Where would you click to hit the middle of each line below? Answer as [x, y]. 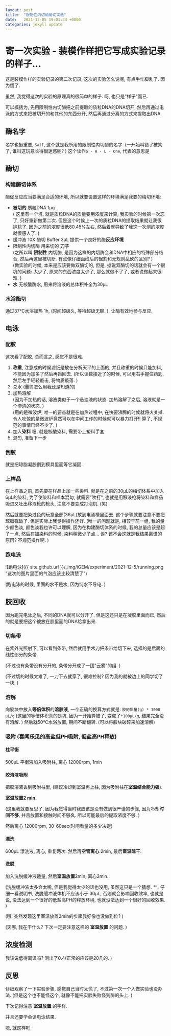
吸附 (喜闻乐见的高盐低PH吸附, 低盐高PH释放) [61, 736]
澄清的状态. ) [31, 406]
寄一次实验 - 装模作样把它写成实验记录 [86, 51]
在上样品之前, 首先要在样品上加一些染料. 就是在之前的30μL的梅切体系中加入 [85, 491]
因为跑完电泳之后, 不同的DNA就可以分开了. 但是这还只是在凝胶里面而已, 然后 [86, 615]
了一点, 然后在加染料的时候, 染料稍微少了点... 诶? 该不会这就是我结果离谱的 [84, 534]
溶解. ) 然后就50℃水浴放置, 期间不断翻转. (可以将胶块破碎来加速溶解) [82, 722]
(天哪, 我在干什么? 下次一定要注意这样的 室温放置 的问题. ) [66, 927]
